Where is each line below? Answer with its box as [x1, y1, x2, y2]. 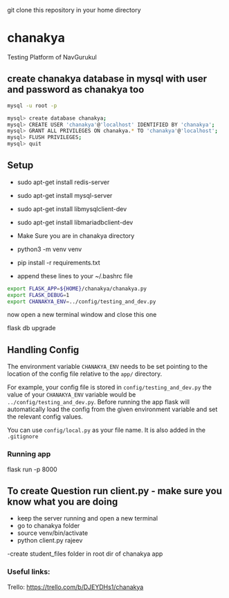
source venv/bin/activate [17, 529, 89, 537]
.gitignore [7, 433, 39, 440]
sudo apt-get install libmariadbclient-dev [17, 218, 134, 226]
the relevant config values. [7, 413, 83, 421]
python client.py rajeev [17, 536, 83, 545]
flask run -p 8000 [7, 465, 57, 473]
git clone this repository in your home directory [7, 6, 141, 14]
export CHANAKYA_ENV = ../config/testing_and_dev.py [7, 298, 156, 305]
